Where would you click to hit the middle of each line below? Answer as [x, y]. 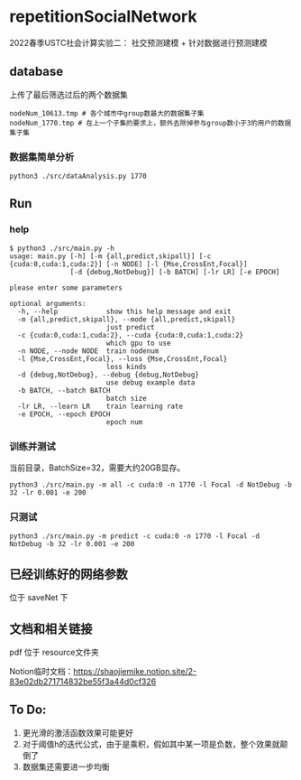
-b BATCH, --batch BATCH [64, 390]
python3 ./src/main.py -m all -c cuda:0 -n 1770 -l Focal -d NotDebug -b [151, 485]
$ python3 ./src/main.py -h [62, 248]
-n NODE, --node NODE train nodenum [88, 351]
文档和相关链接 [51, 629]
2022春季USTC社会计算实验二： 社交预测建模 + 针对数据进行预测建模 [138, 42]
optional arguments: [48, 303]
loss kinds [126, 367]
